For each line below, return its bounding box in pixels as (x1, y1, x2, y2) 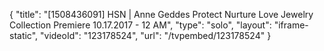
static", (9, 30, 39, 41)
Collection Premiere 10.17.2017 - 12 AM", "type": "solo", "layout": (9, 19, 272, 31)
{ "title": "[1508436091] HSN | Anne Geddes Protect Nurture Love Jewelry (9, 9, 314, 20)
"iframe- (273, 19, 309, 31)
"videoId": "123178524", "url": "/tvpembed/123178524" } (40, 30, 272, 41)
